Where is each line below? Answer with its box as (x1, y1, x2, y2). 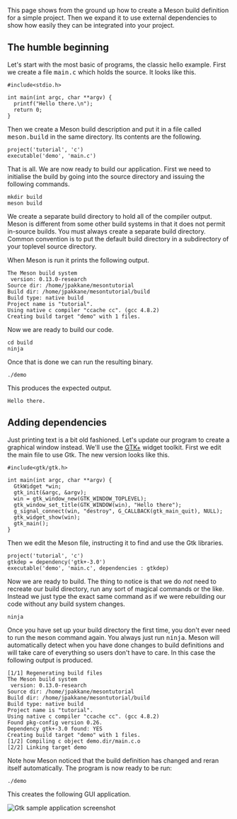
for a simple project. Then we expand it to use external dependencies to (7, 13, 217, 22)
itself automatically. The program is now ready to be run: (7, 764, 172, 772)
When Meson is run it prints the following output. (7, 256, 150, 264)
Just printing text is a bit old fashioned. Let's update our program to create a (7, 435, 230, 444)
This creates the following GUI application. (7, 789, 131, 798)
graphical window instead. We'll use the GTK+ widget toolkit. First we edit (7, 442, 221, 452)
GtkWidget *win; (13, 483, 62, 490)
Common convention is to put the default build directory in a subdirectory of (7, 234, 229, 243)
